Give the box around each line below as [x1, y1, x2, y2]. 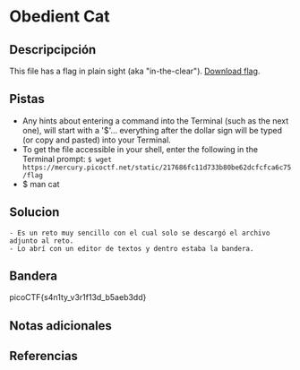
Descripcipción [9, 42, 97, 57]
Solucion [9, 204, 60, 220]
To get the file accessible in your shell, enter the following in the [21, 143, 258, 154]
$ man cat [21, 178, 60, 189]
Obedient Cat [9, 6, 110, 27]
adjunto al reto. [9, 236, 74, 245]
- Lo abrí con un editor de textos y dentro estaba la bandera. [9, 244, 254, 253]
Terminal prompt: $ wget [21, 153, 112, 164]
